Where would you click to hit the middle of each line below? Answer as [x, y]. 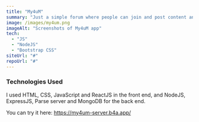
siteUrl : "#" [22, 56]
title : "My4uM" [25, 12]
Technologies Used [35, 82]
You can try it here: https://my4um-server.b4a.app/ [69, 113]
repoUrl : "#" [22, 61]
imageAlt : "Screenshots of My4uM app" [54, 28]
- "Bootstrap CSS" [34, 50]
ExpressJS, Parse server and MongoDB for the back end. [76, 101]
